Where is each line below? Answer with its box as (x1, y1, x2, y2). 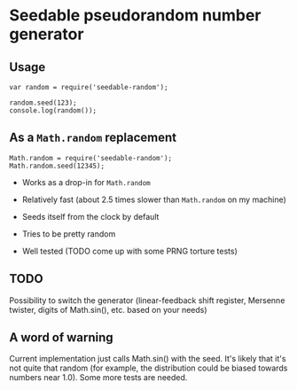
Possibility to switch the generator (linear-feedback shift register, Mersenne (9, 294, 285, 306)
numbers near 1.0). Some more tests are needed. (9, 372, 188, 383)
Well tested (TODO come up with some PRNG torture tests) (21, 246, 238, 256)
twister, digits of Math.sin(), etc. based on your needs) (9, 304, 207, 315)
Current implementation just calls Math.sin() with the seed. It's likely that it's (9, 354, 286, 364)
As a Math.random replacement (9, 130, 177, 145)
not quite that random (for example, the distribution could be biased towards (9, 363, 288, 373)
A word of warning (9, 330, 113, 346)
